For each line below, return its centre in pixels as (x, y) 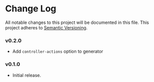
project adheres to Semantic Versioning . (46, 27)
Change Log (31, 9)
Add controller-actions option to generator (58, 51)
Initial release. (27, 75)
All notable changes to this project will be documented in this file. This (77, 22)
